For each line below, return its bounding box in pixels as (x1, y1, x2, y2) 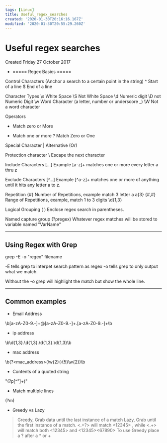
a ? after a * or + (17, 433, 51, 439)
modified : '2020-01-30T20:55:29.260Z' (5, 21, 85, 26)
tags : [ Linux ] (5, 7, 35, 12)
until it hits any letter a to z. (5, 182, 61, 188)
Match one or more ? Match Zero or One (12, 133, 95, 139)
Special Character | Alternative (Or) (5, 142, 78, 148)
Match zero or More (12, 123, 53, 129)
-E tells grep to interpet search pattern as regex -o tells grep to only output (5, 263, 158, 269)
